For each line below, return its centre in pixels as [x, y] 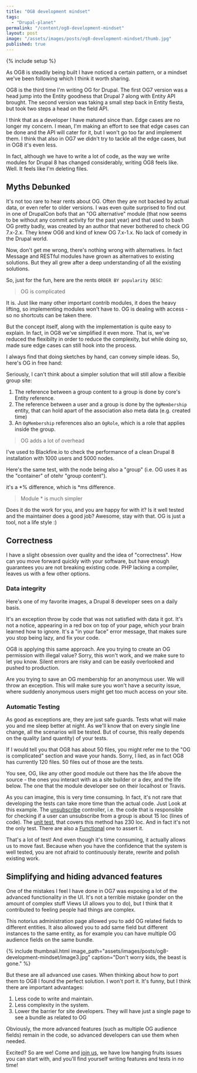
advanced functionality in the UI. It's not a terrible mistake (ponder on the [95, 897]
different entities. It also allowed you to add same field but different [87, 927]
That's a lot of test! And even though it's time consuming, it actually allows [96, 840]
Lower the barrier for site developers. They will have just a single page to [103, 1011]
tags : [13, 17]
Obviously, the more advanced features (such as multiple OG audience [91, 1028]
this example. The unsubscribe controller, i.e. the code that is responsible [95, 810]
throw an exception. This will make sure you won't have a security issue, [94, 685]
